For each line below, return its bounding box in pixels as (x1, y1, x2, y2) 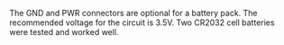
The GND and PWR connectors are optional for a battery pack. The (9, 8, 259, 18)
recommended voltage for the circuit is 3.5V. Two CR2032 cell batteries (9, 17, 275, 28)
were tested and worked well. (9, 27, 119, 37)
